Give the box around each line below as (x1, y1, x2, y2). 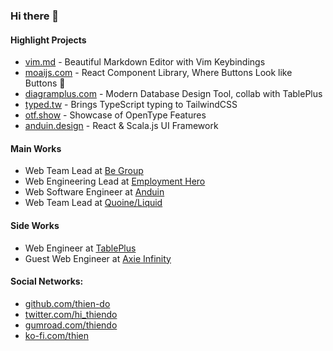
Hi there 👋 (10, 9, 60, 23)
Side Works (10, 219, 60, 231)
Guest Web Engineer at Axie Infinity (24, 252, 172, 264)
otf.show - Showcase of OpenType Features (24, 109, 207, 121)
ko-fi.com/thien (24, 329, 89, 341)
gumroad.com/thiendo (24, 319, 118, 331)
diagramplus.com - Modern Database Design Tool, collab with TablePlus (24, 88, 323, 100)
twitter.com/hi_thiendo (24, 308, 118, 320)
